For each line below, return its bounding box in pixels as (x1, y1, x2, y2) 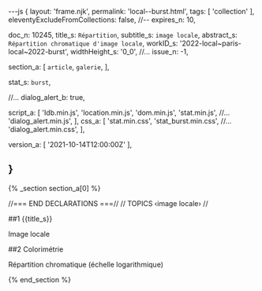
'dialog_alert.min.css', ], (8, 125, 85, 134)
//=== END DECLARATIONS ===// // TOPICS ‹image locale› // (8, 198, 208, 208)
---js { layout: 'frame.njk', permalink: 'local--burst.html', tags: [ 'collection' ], (8, 7, 255, 16)
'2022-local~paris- (179, 39, 242, 48)
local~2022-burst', (8, 47, 69, 56)
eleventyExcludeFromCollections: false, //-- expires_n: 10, (8, 15, 196, 24)
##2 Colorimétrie (8, 244, 64, 254)
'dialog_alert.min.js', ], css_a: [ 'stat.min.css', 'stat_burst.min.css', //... (8, 116, 232, 125)
